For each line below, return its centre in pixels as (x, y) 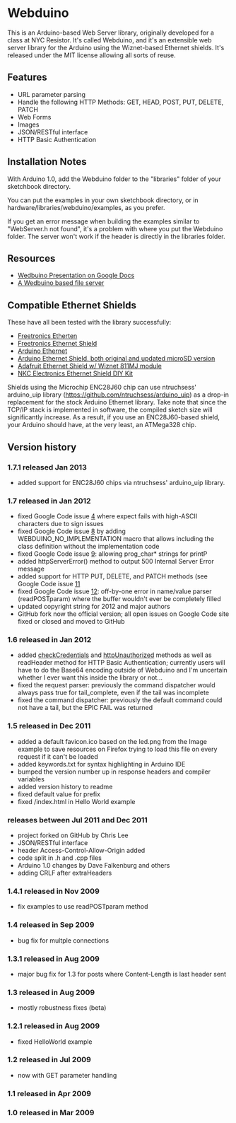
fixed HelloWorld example (55, 1042)
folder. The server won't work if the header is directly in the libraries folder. (116, 236)
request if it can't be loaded (58, 756)
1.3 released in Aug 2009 (51, 992)
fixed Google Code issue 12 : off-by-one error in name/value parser (114, 591)
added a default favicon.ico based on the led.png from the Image (112, 741)
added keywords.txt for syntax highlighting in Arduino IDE (101, 764)
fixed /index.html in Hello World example (76, 801)
